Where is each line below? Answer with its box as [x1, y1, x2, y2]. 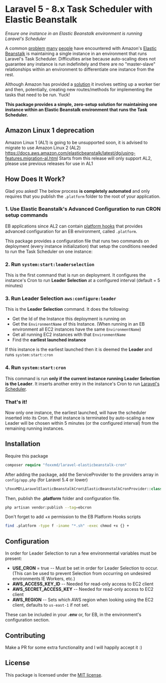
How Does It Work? [5, 175, 65, 183]
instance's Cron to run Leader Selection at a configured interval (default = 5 [5, 278, 161, 284]
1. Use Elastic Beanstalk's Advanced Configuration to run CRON [5, 206, 161, 213]
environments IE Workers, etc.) [12, 576, 76, 582]
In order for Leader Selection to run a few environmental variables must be [5, 550, 157, 556]
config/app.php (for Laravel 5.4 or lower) [5, 477, 88, 483]
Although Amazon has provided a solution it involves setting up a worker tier [5, 81, 161, 87]
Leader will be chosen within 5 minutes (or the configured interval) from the [5, 420, 159, 426]
